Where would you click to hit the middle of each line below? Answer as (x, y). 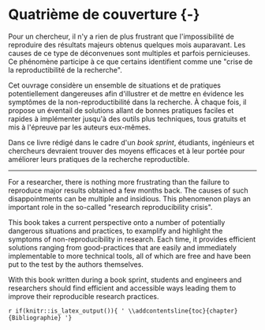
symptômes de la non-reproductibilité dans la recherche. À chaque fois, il (127, 102)
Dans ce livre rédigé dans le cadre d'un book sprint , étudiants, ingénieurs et (131, 142)
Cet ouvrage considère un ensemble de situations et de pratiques (114, 85)
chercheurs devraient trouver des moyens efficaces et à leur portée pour (127, 151)
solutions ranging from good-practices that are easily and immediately (122, 247)
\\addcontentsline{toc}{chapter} (183, 311)
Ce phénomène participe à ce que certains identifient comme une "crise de (131, 62)
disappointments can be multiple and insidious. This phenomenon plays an (129, 198)
